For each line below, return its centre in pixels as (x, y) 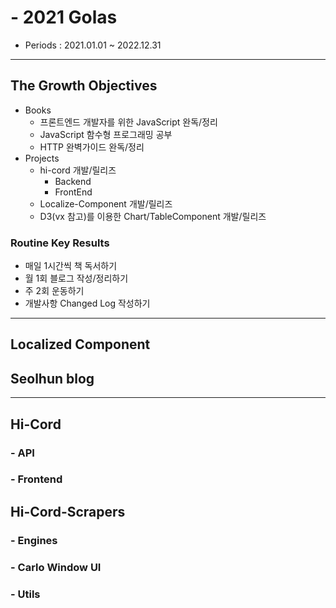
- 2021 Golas (64, 17)
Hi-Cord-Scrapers (68, 511)
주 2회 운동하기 (54, 291)
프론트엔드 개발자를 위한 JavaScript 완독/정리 (128, 122)
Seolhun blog (52, 378)
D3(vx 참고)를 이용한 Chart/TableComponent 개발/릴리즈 (153, 216)
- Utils (25, 594)
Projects (42, 158)
